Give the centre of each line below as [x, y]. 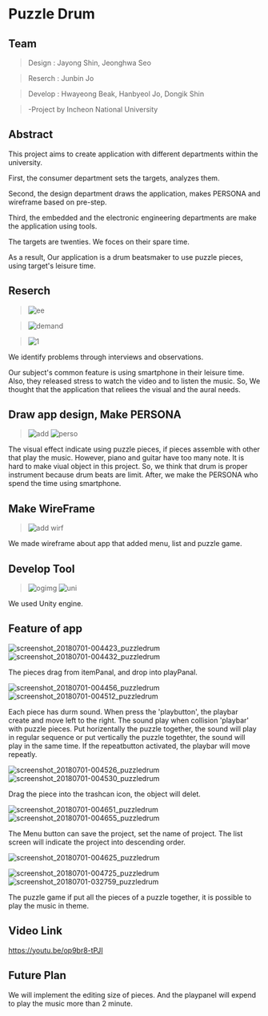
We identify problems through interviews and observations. [106, 357]
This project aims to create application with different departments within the [133, 154]
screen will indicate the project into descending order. [97, 842]
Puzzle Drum [52, 14]
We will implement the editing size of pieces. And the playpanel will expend [132, 994]
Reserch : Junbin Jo [61, 78]
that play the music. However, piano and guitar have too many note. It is [126, 458]
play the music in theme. [49, 905]
